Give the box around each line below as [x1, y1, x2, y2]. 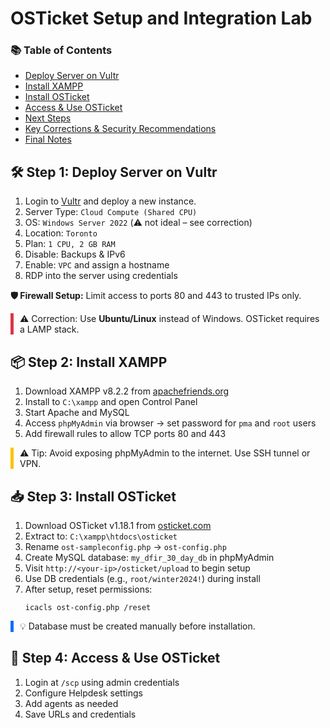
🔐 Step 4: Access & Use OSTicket [10, 650, 221, 667]
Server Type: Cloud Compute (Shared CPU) [24, 206, 198, 218]
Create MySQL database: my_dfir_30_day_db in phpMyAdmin [24, 551, 275, 563]
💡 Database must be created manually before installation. [19, 620, 256, 632]
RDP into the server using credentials [24, 270, 178, 282]
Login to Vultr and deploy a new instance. [24, 195, 197, 207]
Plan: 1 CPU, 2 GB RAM [24, 238, 116, 250]
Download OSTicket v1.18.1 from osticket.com [24, 519, 212, 531]
